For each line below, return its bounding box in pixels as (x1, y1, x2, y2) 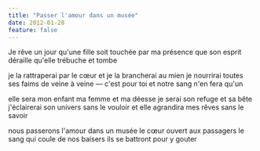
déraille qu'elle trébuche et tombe (8, 56, 118, 65)
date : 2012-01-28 (8, 19, 65, 27)
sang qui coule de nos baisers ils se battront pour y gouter (8, 135, 198, 144)
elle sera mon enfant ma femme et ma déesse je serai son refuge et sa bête (8, 95, 253, 104)
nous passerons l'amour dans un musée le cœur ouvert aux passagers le (8, 126, 245, 135)
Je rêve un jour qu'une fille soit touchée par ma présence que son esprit (8, 48, 242, 57)
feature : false (8, 26, 58, 34)
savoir (8, 111, 28, 120)
